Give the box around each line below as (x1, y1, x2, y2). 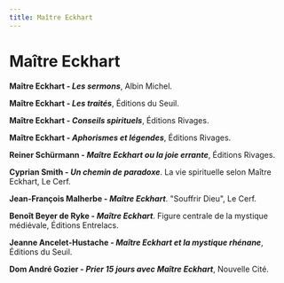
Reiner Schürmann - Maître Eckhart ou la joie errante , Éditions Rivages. (9, 149, 276, 160)
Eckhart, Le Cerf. (9, 176, 71, 186)
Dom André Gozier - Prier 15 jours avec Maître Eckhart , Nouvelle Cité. (9, 263, 269, 274)
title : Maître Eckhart (9, 12, 93, 22)
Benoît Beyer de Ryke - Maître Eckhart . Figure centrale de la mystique (9, 210, 269, 221)
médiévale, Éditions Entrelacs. (9, 219, 119, 231)
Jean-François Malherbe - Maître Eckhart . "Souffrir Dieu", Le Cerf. (9, 193, 257, 204)
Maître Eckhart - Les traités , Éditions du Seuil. (9, 98, 179, 108)
